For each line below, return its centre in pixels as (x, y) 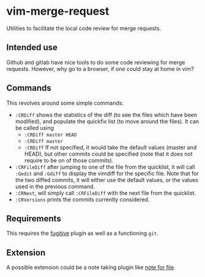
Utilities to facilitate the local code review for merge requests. (84, 28)
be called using (34, 127)
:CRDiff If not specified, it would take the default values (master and (110, 147)
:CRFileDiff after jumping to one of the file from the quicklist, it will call (105, 167)
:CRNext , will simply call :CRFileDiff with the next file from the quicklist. (106, 193)
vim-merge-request (58, 11)
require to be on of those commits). (69, 160)
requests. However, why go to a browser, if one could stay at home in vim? (100, 69)
